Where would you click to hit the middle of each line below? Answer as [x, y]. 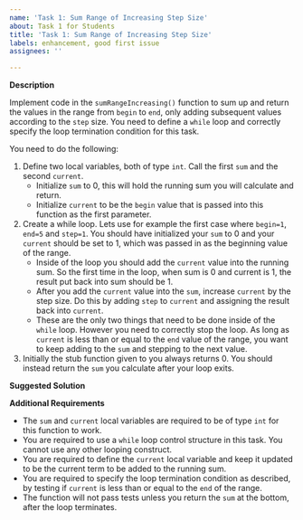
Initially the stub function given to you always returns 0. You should [147, 359]
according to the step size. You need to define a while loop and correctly [145, 122]
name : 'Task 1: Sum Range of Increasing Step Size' [109, 18]
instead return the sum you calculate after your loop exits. [128, 368]
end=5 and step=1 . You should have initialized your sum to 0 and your [148, 234]
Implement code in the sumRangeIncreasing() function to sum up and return [149, 103]
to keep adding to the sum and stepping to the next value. [142, 349]
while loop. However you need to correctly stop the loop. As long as [162, 330]
